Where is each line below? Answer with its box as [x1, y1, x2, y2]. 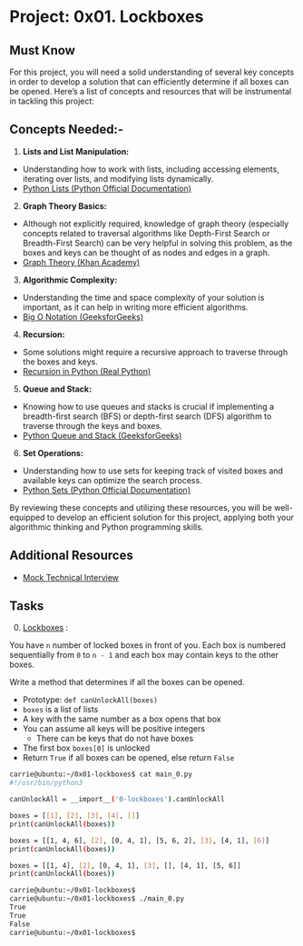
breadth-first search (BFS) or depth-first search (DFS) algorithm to [22, 411, 272, 422]
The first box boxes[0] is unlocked [22, 742, 151, 753]
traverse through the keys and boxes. [22, 420, 162, 431]
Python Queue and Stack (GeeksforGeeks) [22, 430, 182, 441]
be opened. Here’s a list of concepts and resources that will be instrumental [9, 86, 292, 96]
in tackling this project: [9, 95, 95, 106]
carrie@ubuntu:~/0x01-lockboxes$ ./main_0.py [9, 894, 184, 903]
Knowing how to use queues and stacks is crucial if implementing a [22, 401, 275, 412]
